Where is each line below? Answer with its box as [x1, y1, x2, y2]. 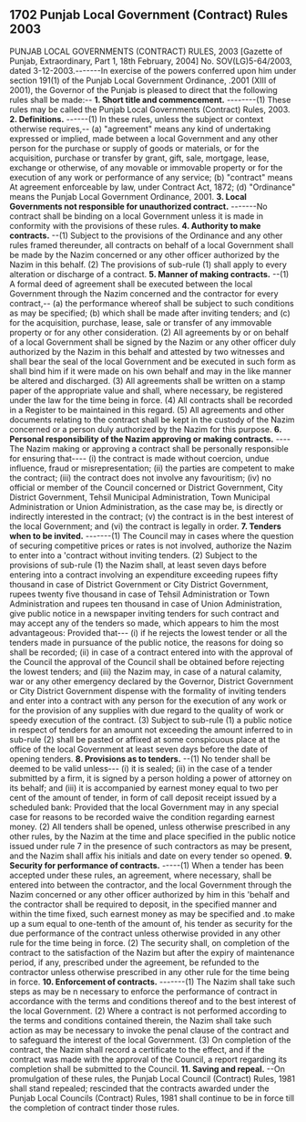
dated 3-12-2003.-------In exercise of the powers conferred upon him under [9, 65, 297, 76]
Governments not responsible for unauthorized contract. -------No [9, 201, 268, 212]
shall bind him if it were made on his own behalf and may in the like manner [9, 365, 291, 377]
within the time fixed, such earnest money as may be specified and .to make [9, 908, 296, 919]
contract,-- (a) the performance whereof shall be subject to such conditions [9, 297, 294, 308]
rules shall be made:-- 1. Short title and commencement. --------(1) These [9, 94, 291, 105]
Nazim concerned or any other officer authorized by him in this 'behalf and [9, 888, 290, 899]
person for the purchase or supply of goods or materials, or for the [9, 142, 260, 153]
